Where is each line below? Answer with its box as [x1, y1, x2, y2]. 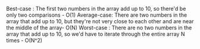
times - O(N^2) [6, 37, 43, 44]
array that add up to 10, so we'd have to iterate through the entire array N [6, 30, 185, 38]
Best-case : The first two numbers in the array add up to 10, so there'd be [6, 5, 186, 12]
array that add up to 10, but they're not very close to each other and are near [6, 18, 194, 24]
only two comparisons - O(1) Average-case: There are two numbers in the [6, 11, 187, 19]
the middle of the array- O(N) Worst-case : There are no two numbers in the [6, 24, 192, 31]
